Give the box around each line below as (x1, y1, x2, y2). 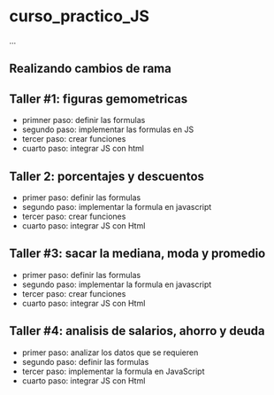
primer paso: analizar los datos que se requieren (21, 347, 199, 358)
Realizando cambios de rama (9, 61, 172, 76)
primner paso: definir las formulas (21, 115, 146, 126)
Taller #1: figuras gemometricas (9, 91, 188, 106)
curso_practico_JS (9, 6, 150, 27)
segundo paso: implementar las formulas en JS (21, 124, 194, 135)
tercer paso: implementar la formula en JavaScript (21, 366, 205, 376)
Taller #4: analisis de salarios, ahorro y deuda (9, 323, 265, 338)
